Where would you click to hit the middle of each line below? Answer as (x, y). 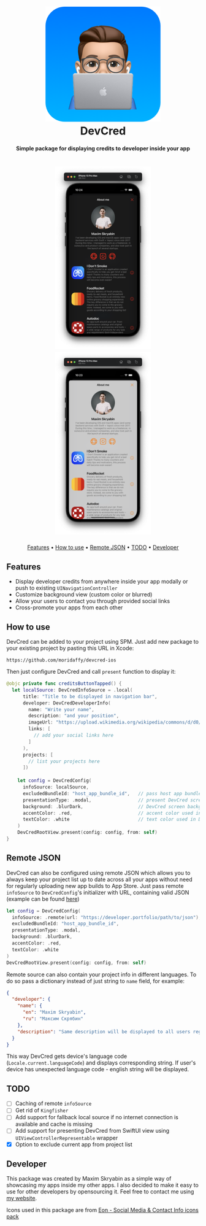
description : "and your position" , (74, 716)
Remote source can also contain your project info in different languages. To (101, 974)
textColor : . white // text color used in (109, 819)
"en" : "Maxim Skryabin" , (54, 1012)
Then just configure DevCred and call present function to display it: (91, 672)
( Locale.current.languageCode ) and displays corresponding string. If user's (101, 1063)
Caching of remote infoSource (53, 1103)
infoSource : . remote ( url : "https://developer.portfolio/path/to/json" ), (107, 917)
